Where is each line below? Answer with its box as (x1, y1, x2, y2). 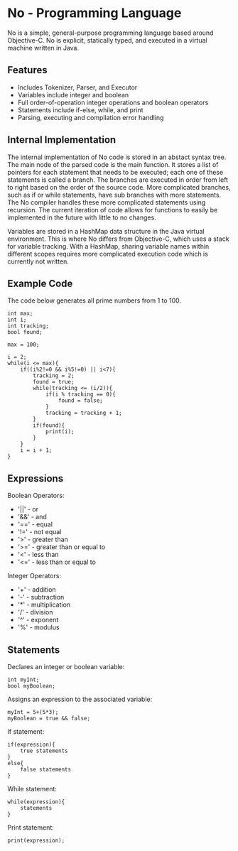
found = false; (58, 397, 103, 404)
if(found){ (33, 422, 65, 429)
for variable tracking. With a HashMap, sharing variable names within (7, 242, 210, 250)
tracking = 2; (33, 372, 75, 379)
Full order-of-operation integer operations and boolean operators (17, 98, 209, 107)
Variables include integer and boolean (17, 90, 129, 99)
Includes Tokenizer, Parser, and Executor (17, 83, 138, 92)
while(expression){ (7, 798, 65, 806)
